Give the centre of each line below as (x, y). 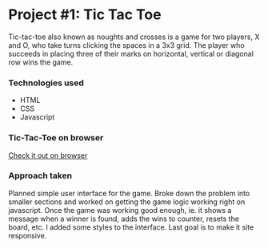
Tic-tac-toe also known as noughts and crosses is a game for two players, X (134, 37)
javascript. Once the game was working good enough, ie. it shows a (120, 210)
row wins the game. (41, 62)
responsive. (28, 235)
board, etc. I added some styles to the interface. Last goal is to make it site (131, 227)
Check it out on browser (48, 155)
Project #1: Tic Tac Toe (85, 15)
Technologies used (46, 83)
